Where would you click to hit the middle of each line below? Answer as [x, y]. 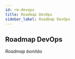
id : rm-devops [20, 10]
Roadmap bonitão [24, 51]
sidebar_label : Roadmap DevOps [38, 19]
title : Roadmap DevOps [29, 14]
